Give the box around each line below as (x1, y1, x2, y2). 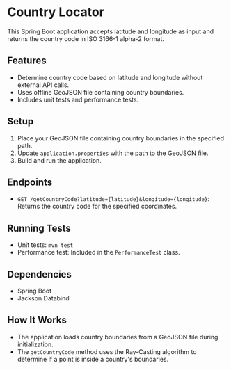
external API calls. (17, 81, 70, 89)
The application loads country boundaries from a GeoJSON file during (17, 332, 218, 341)
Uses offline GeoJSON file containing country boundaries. (17, 88, 184, 96)
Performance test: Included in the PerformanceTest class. (17, 248, 180, 257)
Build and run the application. (17, 156, 102, 164)
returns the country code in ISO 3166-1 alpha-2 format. (7, 34, 165, 42)
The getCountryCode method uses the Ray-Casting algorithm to (17, 347, 197, 355)
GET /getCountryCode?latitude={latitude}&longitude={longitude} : (17, 195, 210, 203)
